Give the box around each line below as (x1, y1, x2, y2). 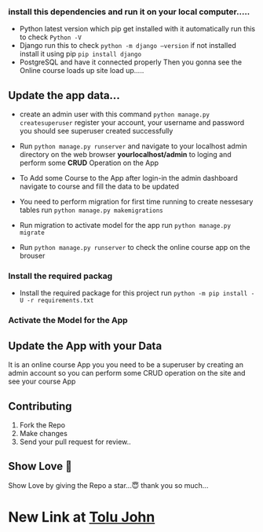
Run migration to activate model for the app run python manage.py (19, 221, 232, 230)
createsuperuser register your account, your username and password (19, 118, 245, 127)
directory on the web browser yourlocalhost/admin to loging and (19, 150, 232, 160)
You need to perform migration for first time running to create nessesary (19, 197, 254, 207)
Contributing (8, 399, 72, 413)
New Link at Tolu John (8, 508, 155, 526)
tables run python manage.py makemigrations (19, 205, 163, 215)
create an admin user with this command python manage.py (19, 109, 210, 119)
